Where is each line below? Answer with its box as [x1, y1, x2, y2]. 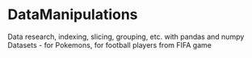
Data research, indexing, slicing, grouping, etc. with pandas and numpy [7, 32, 245, 41]
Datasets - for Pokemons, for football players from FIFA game [7, 40, 212, 49]
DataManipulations [7, 6, 138, 24]
